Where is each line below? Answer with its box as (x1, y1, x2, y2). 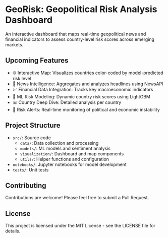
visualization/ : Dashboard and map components (20, 150, 124, 157)
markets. (5, 41, 24, 47)
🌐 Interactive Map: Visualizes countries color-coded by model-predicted (12, 70, 163, 76)
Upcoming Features (5, 56, 69, 65)
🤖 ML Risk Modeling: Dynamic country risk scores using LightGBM (12, 93, 150, 99)
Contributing (5, 181, 46, 190)
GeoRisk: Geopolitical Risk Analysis (5, 4, 157, 15)
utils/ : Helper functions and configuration (20, 156, 109, 162)
